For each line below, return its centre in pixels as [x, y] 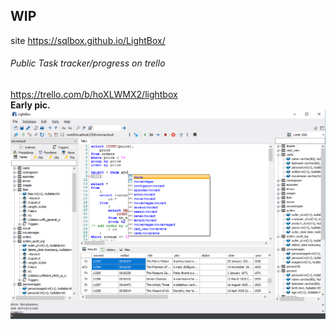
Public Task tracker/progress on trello [88, 63]
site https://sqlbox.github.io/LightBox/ [88, 40]
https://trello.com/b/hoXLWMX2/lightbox [94, 95]
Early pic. [30, 105]
